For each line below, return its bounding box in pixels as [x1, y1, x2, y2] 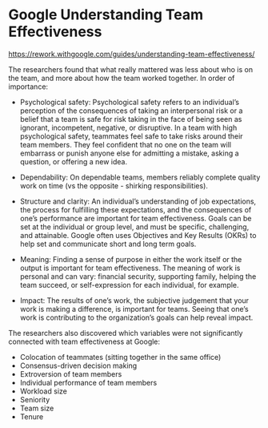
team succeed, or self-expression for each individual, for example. [19, 280, 239, 289]
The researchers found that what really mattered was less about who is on [8, 64, 254, 74]
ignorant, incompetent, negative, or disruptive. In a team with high [19, 123, 238, 132]
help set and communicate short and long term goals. [19, 239, 197, 248]
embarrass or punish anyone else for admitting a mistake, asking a [19, 148, 239, 158]
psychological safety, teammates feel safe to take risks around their [19, 131, 243, 141]
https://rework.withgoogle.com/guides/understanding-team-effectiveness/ [8, 49, 255, 59]
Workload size [19, 386, 68, 396]
